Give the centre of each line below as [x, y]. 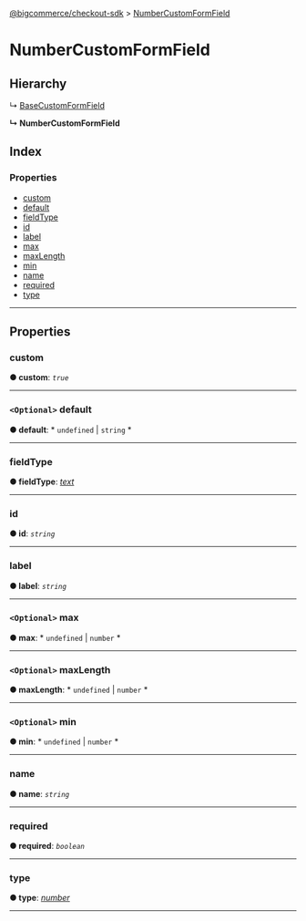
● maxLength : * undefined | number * [79, 690]
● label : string [38, 585]
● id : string [32, 533]
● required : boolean [47, 846]
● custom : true [39, 378]
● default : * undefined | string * [71, 429]
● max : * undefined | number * [65, 637]
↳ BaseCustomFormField [57, 105]
